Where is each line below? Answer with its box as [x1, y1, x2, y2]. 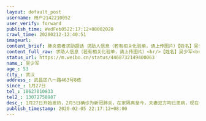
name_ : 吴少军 [6, 60, 40, 66]
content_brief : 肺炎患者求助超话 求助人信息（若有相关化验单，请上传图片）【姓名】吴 [6, 43, 199, 50]
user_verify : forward [6, 20, 62, 26]
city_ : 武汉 [6, 71, 35, 78]
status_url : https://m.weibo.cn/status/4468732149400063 [6, 54, 155, 61]
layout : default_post [6, 9, 62, 15]
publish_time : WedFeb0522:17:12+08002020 [6, 26, 114, 32]
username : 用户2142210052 [6, 15, 71, 21]
